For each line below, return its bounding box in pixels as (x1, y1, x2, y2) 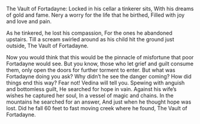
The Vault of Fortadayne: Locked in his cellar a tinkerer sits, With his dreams (6, 5, 194, 12)
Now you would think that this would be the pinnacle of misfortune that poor (6, 54, 194, 61)
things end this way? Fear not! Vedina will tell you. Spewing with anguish (6, 79, 185, 86)
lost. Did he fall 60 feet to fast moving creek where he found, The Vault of (6, 105, 187, 111)
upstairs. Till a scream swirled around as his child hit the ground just (6, 36, 175, 43)
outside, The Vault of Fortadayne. (6, 42, 89, 49)
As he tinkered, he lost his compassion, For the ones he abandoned (6, 29, 172, 37)
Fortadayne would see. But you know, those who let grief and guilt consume (6, 60, 194, 67)
